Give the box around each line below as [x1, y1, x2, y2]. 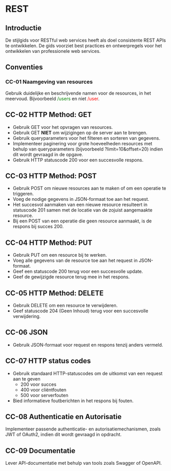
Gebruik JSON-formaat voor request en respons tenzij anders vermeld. [12, 342, 163, 348]
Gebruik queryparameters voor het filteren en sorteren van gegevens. [12, 135, 161, 141]
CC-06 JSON [5, 328, 48, 337]
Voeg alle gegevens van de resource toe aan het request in [12, 257, 138, 263]
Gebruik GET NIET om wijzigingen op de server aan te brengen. [12, 129, 148, 136]
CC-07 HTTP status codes [5, 356, 91, 365]
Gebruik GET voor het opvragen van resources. [12, 124, 113, 130]
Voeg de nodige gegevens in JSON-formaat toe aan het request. [12, 196, 149, 202]
